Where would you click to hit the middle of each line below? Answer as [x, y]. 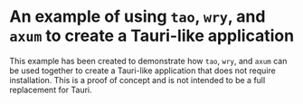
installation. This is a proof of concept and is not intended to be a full [137, 80]
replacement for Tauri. [51, 90]
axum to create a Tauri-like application [152, 36]
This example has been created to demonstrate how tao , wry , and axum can [148, 61]
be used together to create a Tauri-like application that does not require [142, 71]
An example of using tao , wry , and [137, 17]
